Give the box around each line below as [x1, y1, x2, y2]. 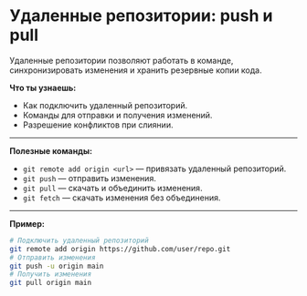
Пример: [9, 218, 46, 229]
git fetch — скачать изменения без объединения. [22, 192, 221, 203]
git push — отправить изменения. [22, 172, 157, 183]
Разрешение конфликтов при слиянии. [22, 119, 174, 130]
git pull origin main [9, 279, 92, 288]
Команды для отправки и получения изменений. [22, 109, 213, 120]
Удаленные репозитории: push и [9, 5, 273, 26]
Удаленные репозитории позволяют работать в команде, [9, 55, 234, 66]
